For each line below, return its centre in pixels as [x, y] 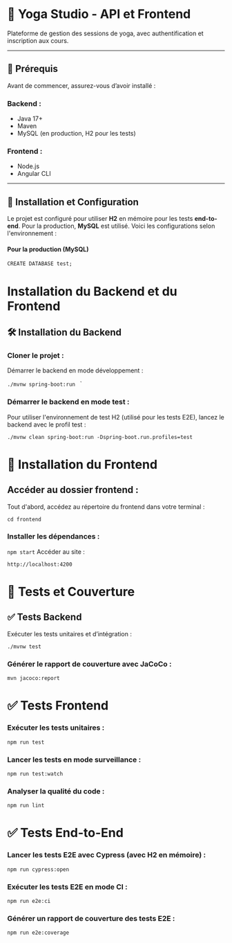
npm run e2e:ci [29, 901]
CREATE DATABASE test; [40, 264]
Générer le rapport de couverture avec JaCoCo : [89, 664]
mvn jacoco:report [33, 679]
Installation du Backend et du [92, 291]
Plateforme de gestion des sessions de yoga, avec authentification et [105, 33]
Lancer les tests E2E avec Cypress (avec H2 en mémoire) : [107, 855]
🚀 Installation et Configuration [73, 202]
